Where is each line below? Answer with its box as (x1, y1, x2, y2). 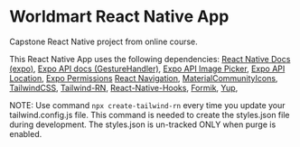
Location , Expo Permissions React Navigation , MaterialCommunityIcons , (9, 72, 278, 83)
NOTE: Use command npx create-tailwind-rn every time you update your (9, 99, 286, 110)
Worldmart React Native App (9, 6, 230, 27)
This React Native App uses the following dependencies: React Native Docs (9, 53, 291, 64)
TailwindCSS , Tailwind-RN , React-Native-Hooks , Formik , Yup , (9, 82, 239, 93)
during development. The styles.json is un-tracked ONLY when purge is (9, 119, 277, 130)
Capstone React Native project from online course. (9, 36, 199, 47)
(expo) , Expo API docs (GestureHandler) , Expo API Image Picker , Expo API (9, 63, 286, 74)
